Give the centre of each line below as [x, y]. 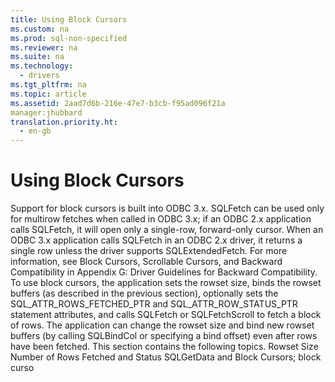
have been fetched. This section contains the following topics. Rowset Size [164, 347]
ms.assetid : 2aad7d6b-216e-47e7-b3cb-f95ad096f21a [118, 103]
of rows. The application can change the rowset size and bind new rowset [162, 325]
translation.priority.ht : [64, 122]
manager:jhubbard [46, 112]
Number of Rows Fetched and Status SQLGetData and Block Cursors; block [166, 357]
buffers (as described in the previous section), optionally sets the [144, 293]
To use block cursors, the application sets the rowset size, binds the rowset [166, 283]
